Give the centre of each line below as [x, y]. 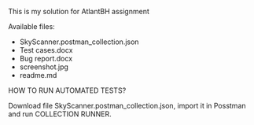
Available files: [31, 26]
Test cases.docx [46, 50]
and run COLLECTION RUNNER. [60, 114]
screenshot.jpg [44, 67]
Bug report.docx [46, 59]
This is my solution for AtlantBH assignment [79, 11]
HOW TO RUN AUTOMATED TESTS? [67, 90]
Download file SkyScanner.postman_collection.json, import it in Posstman [127, 106]
